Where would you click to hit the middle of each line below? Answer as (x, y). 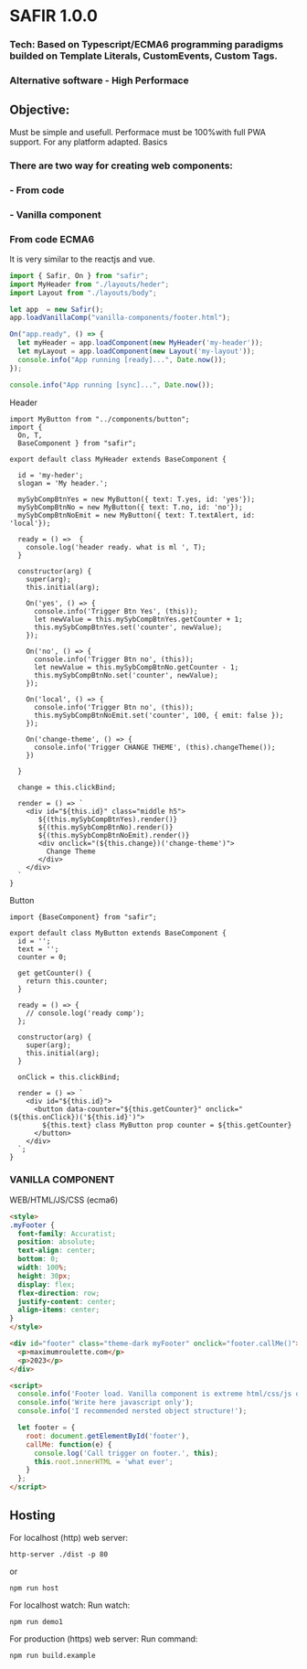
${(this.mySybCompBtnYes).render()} (108, 819)
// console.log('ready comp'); (85, 1013)
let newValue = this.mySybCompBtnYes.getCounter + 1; (138, 619)
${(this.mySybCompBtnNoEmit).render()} (114, 835)
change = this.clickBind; (67, 787)
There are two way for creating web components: (121, 166)
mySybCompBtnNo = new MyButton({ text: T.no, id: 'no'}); (131, 507)
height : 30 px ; (44, 1276)
